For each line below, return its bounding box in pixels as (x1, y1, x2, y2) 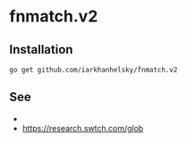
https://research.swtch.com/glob (21, 122, 144, 133)
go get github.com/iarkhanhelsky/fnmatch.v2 (9, 65, 178, 74)
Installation (9, 42, 73, 57)
